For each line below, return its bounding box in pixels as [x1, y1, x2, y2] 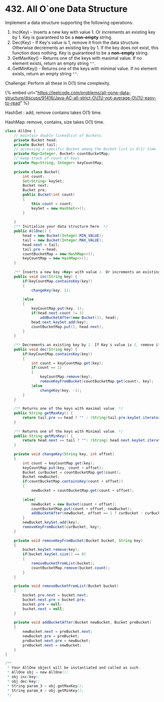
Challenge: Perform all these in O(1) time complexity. [5, 80, 111, 86]
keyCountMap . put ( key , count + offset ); [22, 465, 104, 470]
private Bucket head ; [14, 138, 58, 142]
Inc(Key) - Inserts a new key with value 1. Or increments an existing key [12, 29, 156, 35]
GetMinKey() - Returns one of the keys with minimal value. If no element [12, 65, 157, 71]
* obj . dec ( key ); [7, 679, 41, 684]
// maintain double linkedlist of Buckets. [14, 133, 104, 138]
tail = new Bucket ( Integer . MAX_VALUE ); [22, 237, 104, 243]
